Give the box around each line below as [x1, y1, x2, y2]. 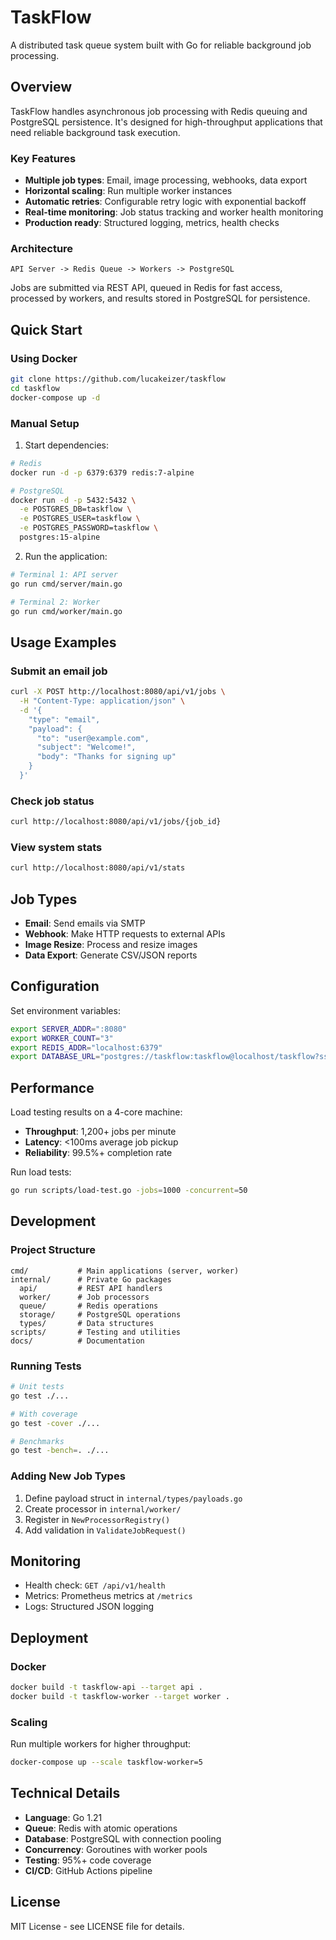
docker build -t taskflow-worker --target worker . [10, 1691, 230, 1701]
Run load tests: [10, 1166, 72, 1178]
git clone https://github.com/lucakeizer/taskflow [10, 374, 226, 385]
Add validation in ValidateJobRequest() [24, 1524, 187, 1536]
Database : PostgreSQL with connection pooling [24, 1832, 222, 1845]
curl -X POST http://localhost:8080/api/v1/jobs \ [10, 687, 226, 697]
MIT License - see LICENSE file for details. [10, 1920, 185, 1932]
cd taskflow [10, 383, 60, 393]
